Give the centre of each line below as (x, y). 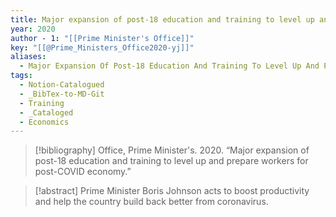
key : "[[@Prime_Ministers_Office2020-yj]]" (102, 47)
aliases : (28, 57)
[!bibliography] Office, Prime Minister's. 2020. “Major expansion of (172, 150)
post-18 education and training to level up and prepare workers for (171, 161)
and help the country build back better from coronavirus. (151, 202)
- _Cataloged (46, 112)
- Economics (44, 122)
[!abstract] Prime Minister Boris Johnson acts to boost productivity (172, 191)
